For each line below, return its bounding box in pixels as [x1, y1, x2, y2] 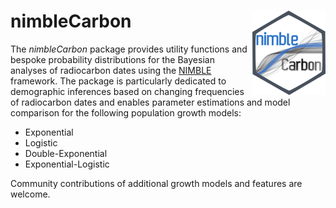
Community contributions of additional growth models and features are [10, 177, 303, 189]
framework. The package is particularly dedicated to [10, 75, 227, 87]
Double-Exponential [24, 147, 108, 159]
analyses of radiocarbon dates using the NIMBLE [10, 64, 212, 76]
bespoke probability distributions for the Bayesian [10, 53, 215, 65]
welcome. [10, 188, 51, 200]
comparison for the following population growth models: [10, 106, 242, 119]
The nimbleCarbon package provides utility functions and [10, 43, 248, 55]
